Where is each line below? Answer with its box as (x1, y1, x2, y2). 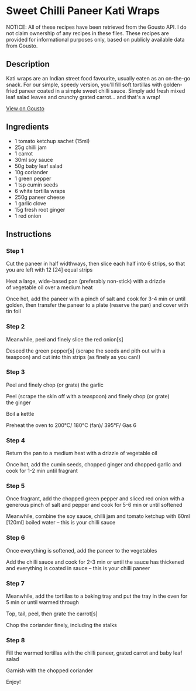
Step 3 (6, 368, 25, 376)
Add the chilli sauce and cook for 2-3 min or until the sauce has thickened (6, 558, 184, 565)
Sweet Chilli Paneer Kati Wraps (6, 4, 160, 18)
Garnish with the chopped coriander (6, 667, 94, 674)
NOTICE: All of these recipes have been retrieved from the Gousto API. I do (6, 23, 187, 31)
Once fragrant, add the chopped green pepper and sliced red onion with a (6, 495, 185, 502)
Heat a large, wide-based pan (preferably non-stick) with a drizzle (6, 277, 166, 285)
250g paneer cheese (14, 194, 66, 201)
